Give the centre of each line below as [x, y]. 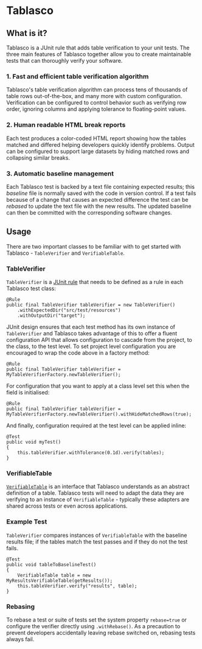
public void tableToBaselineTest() [51, 564]
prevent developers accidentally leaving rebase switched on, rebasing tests [101, 633]
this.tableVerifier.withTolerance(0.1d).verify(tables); [91, 453]
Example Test [27, 522]
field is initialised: [28, 392]
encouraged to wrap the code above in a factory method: [78, 353]
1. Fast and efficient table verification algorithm [78, 76]
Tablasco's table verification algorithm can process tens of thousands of [97, 90]
